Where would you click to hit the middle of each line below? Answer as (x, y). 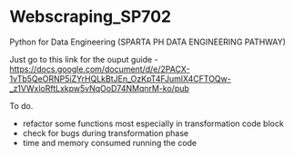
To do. (21, 105)
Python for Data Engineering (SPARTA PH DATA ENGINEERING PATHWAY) (148, 42)
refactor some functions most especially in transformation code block (153, 123)
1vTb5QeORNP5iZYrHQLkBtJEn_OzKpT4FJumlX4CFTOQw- (121, 78)
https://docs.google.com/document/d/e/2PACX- (100, 69)
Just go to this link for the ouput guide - (84, 59)
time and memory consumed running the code (110, 142)
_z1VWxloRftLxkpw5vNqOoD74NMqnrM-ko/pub (99, 88)
